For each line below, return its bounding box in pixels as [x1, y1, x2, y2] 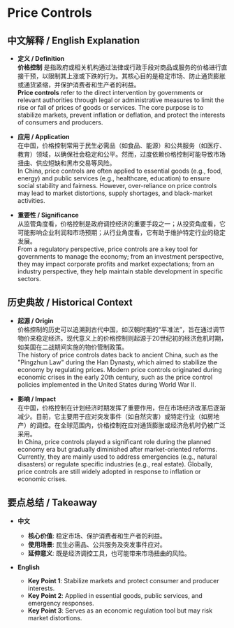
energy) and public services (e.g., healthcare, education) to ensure [17, 174, 211, 183]
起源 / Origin [17, 316, 54, 324]
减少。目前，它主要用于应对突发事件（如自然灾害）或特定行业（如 [17, 412, 207, 420]
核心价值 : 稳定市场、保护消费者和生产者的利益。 [27, 531, 166, 540]
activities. [17, 197, 45, 204]
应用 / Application [17, 133, 70, 141]
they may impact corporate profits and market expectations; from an [17, 260, 214, 268]
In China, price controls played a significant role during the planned [17, 437, 212, 445]
